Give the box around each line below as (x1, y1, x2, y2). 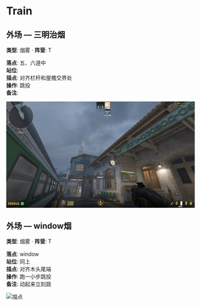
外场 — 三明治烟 (6, 29, 65, 40)
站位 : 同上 (6, 258, 31, 265)
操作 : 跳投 (6, 82, 31, 89)
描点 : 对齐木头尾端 (6, 265, 51, 273)
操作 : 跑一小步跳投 (6, 273, 51, 280)
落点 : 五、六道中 (6, 59, 46, 66)
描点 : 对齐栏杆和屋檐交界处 (6, 74, 72, 81)
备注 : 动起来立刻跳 (6, 280, 51, 288)
